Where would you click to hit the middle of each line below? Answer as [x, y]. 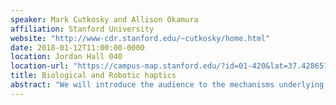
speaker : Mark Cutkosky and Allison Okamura [104, 19]
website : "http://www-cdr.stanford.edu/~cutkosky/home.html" [140, 38]
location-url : [40, 66]
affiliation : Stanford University [82, 29]
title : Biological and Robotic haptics [93, 76]
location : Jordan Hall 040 [66, 57]
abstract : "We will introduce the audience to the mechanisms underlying [167, 85]
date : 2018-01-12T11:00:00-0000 [77, 47]
